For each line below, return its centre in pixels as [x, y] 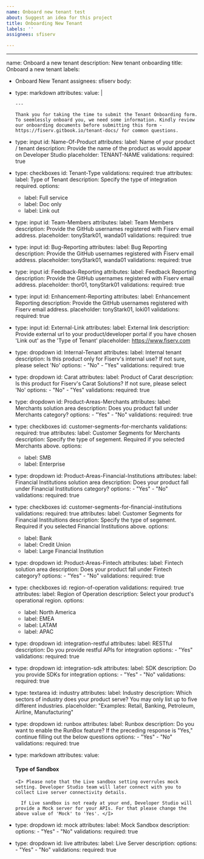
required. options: [37, 186]
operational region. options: [49, 601]
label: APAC [39, 632]
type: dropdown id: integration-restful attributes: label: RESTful [94, 643]
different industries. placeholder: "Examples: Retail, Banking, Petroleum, [105, 706]
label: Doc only [43, 204]
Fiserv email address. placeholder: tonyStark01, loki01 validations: [97, 309]
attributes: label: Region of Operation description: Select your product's [104, 594]
